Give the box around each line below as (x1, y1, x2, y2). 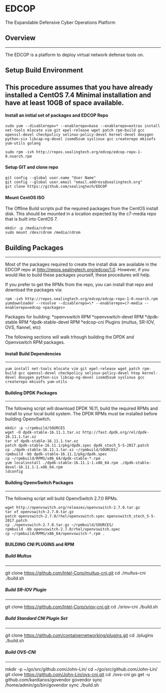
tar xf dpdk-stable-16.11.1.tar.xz (5, 439, 79, 444)
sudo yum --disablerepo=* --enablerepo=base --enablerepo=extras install (5, 123, 161, 128)
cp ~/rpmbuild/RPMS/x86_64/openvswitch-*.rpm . (5, 531, 105, 536)
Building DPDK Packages (5, 389, 58, 395)
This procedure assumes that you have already (5, 83, 153, 91)
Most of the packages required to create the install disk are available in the (5, 261, 157, 267)
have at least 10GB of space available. (5, 98, 124, 107)
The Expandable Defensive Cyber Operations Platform (5, 19, 116, 25)
